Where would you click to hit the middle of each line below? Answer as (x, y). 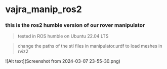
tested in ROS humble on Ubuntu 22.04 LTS (63, 36)
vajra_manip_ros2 (44, 9)
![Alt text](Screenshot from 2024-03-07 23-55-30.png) (63, 61)
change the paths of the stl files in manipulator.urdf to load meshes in (90, 46)
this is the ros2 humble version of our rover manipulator (75, 25)
